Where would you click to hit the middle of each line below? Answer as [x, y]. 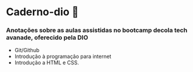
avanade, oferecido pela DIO [47, 37]
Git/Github [27, 50]
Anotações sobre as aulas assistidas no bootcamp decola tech [97, 30]
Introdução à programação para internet [63, 56]
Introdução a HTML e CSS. [47, 63]
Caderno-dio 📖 [42, 12]
